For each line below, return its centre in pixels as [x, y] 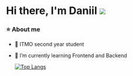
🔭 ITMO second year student [49, 44]
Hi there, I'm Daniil [52, 11]
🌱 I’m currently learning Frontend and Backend [71, 56]
